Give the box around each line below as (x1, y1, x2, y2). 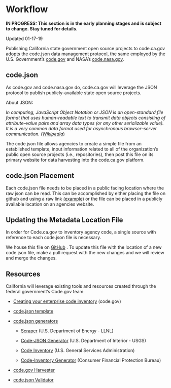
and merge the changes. (6, 255, 57, 261)
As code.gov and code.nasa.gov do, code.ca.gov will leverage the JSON (6, 84, 157, 90)
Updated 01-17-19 (6, 35, 43, 42)
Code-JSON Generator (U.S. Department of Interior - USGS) (20, 338, 147, 344)
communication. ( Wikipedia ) (6, 131, 65, 137)
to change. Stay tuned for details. (6, 25, 78, 31)
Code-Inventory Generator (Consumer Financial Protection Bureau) (20, 357, 161, 363)
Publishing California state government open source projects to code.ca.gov (6, 45, 165, 51)
